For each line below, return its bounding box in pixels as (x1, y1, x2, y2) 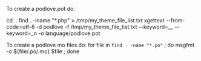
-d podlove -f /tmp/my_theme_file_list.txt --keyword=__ (36, 24, 174, 30)
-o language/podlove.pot (38, 30, 100, 37)
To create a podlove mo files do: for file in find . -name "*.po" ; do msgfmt (6, 42, 195, 48)
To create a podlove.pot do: (6, 5, 76, 12)
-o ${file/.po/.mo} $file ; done (6, 48, 80, 55)
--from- (165, 17, 185, 24)
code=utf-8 (6, 24, 35, 30)
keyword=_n (6, 30, 38, 37)
